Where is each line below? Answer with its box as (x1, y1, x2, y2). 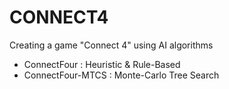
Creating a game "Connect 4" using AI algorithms (9, 39, 214, 51)
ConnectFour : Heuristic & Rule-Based (23, 58, 181, 70)
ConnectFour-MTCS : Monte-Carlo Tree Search (23, 69, 220, 81)
